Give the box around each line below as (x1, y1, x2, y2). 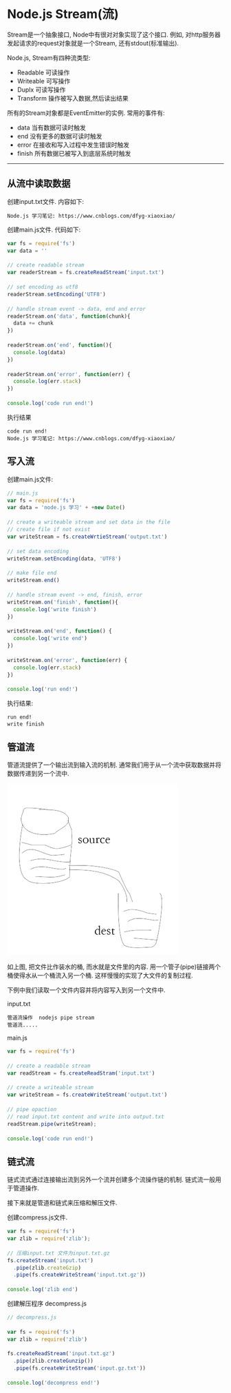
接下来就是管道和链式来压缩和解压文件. (7, 1199, 118, 1207)
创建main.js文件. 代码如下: (7, 225, 81, 234)
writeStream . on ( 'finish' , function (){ (7, 599, 118, 606)
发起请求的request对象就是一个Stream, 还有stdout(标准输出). (7, 39, 179, 47)
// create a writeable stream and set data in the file (7, 519, 170, 526)
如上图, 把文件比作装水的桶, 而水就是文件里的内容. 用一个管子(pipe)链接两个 (7, 962, 221, 971)
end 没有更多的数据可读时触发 (16, 132, 102, 140)
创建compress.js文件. (7, 1213, 68, 1221)
